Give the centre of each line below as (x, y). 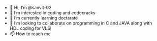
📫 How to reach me (30, 34)
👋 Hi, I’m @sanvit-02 (31, 8)
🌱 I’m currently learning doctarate (44, 18)
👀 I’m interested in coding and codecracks (52, 13)
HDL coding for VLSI (31, 28)
